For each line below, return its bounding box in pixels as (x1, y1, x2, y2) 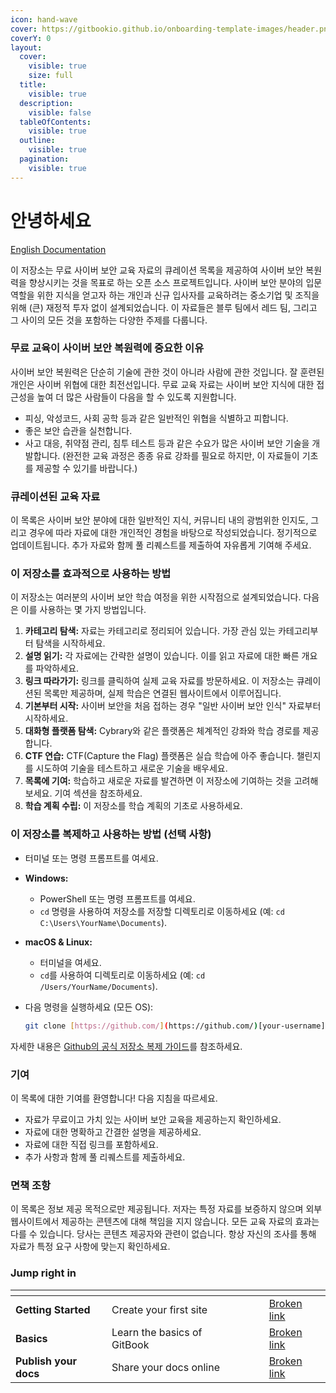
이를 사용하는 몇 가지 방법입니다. (20, 604, 147, 616)
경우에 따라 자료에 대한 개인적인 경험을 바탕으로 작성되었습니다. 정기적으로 (28, 527, 318, 539)
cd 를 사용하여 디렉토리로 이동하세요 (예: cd (39, 969, 206, 981)
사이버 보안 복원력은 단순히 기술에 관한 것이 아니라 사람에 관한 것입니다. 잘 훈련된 (10, 366, 325, 378)
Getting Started (15, 1302, 91, 1316)
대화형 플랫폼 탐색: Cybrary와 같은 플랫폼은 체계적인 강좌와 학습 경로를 (24, 725, 301, 737)
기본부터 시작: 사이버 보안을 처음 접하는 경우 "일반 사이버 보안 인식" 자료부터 (24, 700, 322, 712)
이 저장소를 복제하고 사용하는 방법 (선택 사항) (10, 827, 212, 841)
